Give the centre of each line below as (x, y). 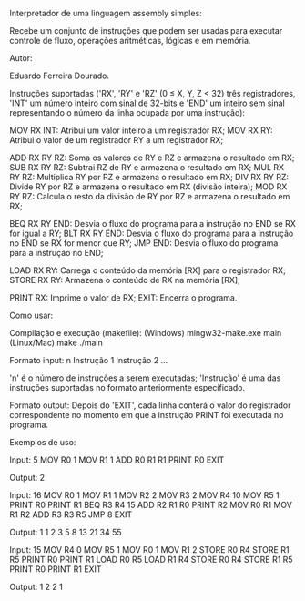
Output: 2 (27, 478)
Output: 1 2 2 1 (36, 587)
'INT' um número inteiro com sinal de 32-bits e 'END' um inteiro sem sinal (147, 103)
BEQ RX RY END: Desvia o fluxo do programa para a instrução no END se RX (152, 224)
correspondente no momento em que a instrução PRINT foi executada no (147, 415)
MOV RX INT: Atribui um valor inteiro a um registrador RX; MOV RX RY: (141, 130)
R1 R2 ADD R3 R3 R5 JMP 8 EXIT (71, 514)
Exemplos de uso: (43, 442)
